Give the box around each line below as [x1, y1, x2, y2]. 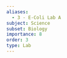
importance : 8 [6, 31, 43, 37]
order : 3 [6, 37, 29, 43]
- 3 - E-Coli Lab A [12, 14, 62, 21]
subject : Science [6, 20, 51, 26]
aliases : [6, 8, 29, 15]
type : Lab [6, 43, 32, 49]
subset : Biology [6, 25, 48, 32]
